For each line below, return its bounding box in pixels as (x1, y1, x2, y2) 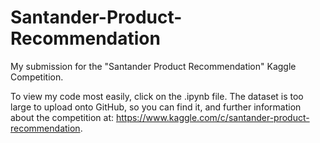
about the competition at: (10, 111, 114, 123)
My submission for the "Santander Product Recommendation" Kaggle (10, 60, 297, 72)
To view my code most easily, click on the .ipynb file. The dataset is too (10, 90, 304, 102)
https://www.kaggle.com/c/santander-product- (115, 111, 310, 123)
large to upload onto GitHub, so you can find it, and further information (10, 101, 302, 113)
